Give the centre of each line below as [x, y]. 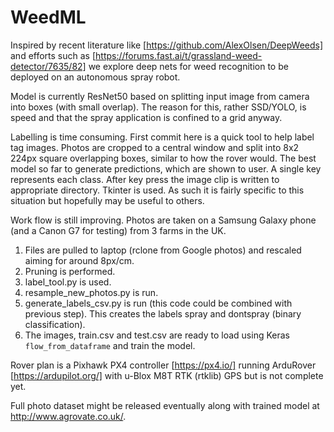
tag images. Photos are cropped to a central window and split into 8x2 [155, 147]
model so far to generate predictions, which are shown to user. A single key [166, 168]
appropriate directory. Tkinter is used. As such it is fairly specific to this [157, 190]
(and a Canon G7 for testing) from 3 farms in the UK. [118, 230]
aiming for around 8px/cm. [79, 260]
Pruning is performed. [70, 271]
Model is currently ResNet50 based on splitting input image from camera [160, 96]
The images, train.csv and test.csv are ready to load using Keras [157, 335]
